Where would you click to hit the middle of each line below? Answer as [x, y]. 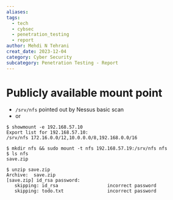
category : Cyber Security [39, 57]
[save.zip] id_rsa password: [43, 181]
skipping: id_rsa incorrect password [85, 186]
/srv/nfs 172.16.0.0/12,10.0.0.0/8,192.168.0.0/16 [72, 138]
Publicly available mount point [84, 93]
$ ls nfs [17, 154]
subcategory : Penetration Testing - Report [62, 63]
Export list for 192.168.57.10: [47, 133]
